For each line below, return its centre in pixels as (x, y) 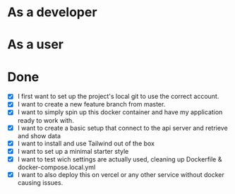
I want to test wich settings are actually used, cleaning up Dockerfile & (120, 159)
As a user (35, 45)
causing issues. (40, 182)
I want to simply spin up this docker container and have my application (120, 112)
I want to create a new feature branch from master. (91, 104)
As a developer (52, 12)
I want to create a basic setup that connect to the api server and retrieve (122, 128)
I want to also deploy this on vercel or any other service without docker (121, 174)
